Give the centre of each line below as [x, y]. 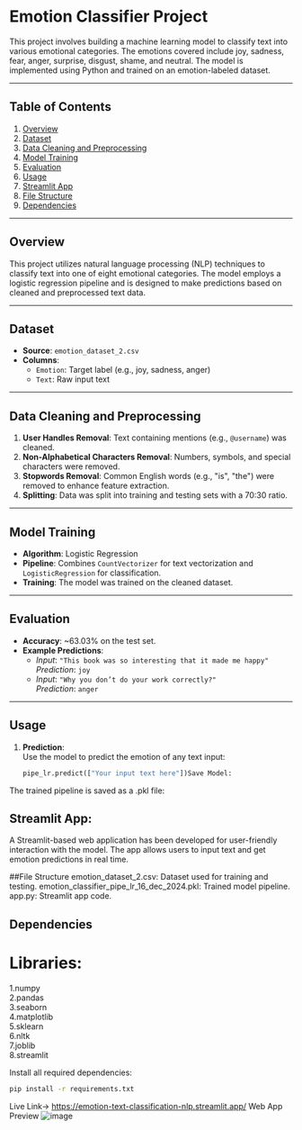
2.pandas [27, 998]
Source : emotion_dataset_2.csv [80, 351]
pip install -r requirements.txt [72, 1089]
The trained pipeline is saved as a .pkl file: [87, 791]
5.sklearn [27, 1026]
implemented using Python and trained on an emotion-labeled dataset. [140, 70]
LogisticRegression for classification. [92, 573]
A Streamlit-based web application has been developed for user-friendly [143, 840]
